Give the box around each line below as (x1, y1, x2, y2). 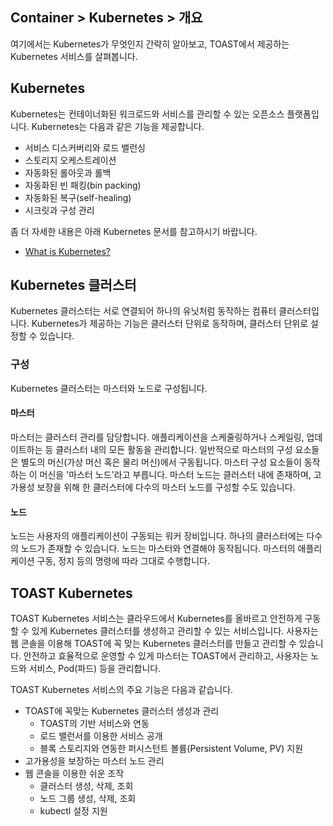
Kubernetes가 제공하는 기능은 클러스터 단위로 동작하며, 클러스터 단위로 (31, 318, 309, 330)
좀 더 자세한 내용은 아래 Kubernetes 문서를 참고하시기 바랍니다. (10, 225, 258, 237)
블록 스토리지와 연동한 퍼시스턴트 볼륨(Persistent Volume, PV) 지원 (39, 742, 304, 754)
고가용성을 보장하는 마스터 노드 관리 (24, 754, 165, 767)
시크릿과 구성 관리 (24, 204, 95, 216)
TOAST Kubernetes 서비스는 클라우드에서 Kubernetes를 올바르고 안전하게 (10, 612, 303, 624)
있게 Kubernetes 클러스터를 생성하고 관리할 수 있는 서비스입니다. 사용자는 (31, 624, 319, 637)
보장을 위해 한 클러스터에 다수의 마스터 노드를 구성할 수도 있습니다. (36, 481, 296, 493)
